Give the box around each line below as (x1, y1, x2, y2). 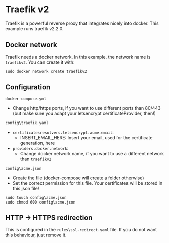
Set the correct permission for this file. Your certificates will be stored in (12, 180, 163, 186)
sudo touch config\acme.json (5, 195, 67, 200)
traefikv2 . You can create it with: (5, 59, 75, 65)
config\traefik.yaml (5, 120, 49, 125)
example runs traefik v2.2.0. (5, 25, 64, 31)
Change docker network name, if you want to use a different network (20, 150, 164, 156)
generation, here (20, 140, 55, 146)
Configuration (5, 83, 51, 92)
